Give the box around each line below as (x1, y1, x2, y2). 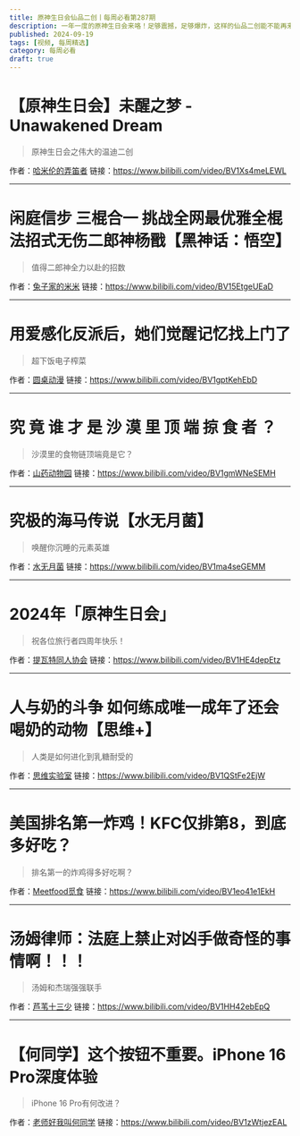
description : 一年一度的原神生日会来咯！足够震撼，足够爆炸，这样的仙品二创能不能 (9, 21, 281, 30)
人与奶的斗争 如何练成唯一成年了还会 (9, 697, 279, 717)
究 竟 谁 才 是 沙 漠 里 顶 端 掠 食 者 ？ (9, 418, 277, 437)
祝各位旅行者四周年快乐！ (30, 635, 126, 646)
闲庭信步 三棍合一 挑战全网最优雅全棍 (9, 208, 283, 229)
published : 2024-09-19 (9, 30, 94, 38)
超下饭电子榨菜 (30, 355, 87, 366)
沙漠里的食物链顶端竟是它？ (30, 448, 134, 459)
